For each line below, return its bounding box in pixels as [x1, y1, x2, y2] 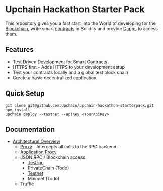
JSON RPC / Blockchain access [20, 154, 86, 160]
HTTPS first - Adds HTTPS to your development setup [12, 64, 125, 70]
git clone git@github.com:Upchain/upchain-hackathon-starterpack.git [5, 103, 154, 108]
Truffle [20, 181, 34, 187]
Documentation [5, 125, 55, 134]
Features [5, 45, 34, 54]
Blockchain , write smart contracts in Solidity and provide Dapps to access [5, 25, 158, 31]
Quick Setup [5, 89, 45, 98]
